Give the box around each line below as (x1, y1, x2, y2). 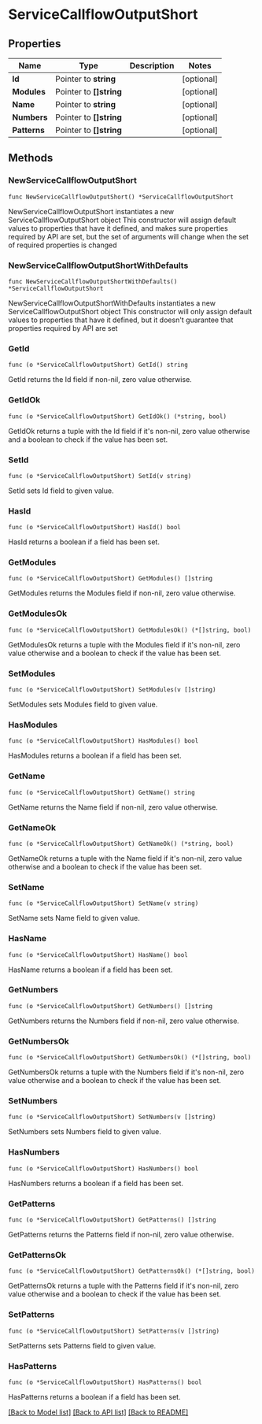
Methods (8, 151, 54, 165)
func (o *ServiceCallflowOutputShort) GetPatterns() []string (8, 1216, 216, 1224)
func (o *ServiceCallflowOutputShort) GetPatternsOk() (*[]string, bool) (8, 1267, 256, 1275)
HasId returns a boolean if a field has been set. (8, 537, 160, 547)
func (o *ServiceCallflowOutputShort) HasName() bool (8, 951, 189, 959)
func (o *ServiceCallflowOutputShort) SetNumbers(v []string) (8, 1113, 216, 1122)
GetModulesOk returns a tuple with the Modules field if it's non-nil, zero (8, 640, 241, 649)
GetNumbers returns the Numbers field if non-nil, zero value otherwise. (8, 1016, 240, 1025)
